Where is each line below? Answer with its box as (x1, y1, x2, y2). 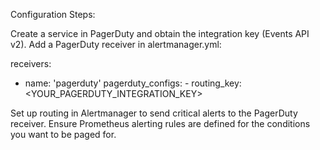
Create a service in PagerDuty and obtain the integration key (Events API (10, 28, 310, 39)
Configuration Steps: (10, 9, 96, 20)
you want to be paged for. (10, 129, 117, 140)
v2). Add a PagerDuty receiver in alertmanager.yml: (10, 39, 222, 50)
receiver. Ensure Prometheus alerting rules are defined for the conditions (10, 118, 311, 129)
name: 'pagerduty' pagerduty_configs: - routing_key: (24, 77, 242, 89)
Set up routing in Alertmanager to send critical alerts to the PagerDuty (10, 107, 298, 119)
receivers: (10, 58, 52, 69)
